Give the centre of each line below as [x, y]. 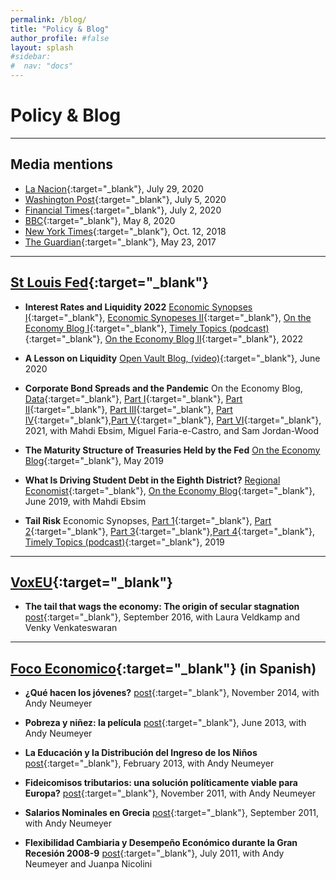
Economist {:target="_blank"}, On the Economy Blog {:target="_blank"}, [170, 490]
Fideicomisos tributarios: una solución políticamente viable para [161, 783]
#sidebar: [31, 57]
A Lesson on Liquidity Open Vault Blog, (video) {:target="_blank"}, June [172, 358]
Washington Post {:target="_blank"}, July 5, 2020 [125, 199]
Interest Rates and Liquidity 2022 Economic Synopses [138, 307]
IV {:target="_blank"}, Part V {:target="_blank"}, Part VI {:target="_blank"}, [173, 420]
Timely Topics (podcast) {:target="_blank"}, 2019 [124, 542]
